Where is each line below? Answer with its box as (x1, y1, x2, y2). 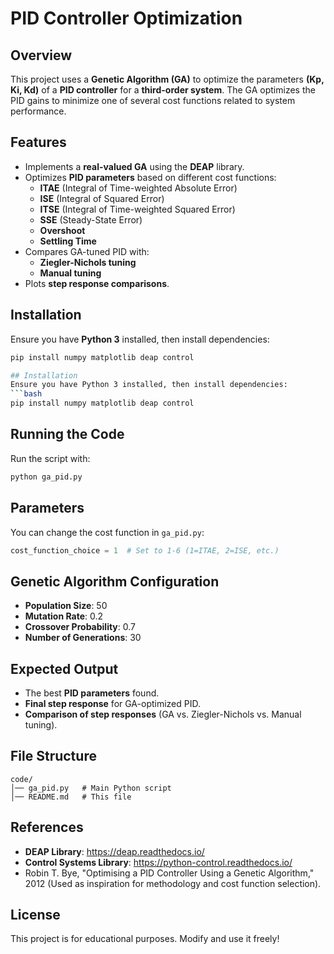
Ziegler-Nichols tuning (39, 256, 137, 268)
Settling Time (39, 235, 97, 247)
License (10, 907, 61, 924)
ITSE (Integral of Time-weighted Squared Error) (39, 203, 236, 215)
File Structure (10, 748, 97, 765)
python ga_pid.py (10, 472, 83, 482)
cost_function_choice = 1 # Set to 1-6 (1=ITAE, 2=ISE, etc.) (10, 545, 280, 556)
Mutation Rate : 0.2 (24, 610, 104, 622)
